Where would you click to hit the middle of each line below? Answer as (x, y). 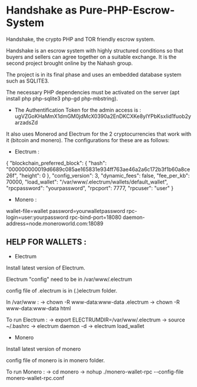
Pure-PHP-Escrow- (127, 10)
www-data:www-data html (39, 308)
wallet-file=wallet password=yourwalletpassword (66, 211)
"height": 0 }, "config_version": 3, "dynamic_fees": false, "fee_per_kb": (104, 175)
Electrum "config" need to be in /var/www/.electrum (69, 279)
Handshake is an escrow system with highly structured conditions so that (95, 50)
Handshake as (42, 10)
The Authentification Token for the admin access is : (78, 110)
